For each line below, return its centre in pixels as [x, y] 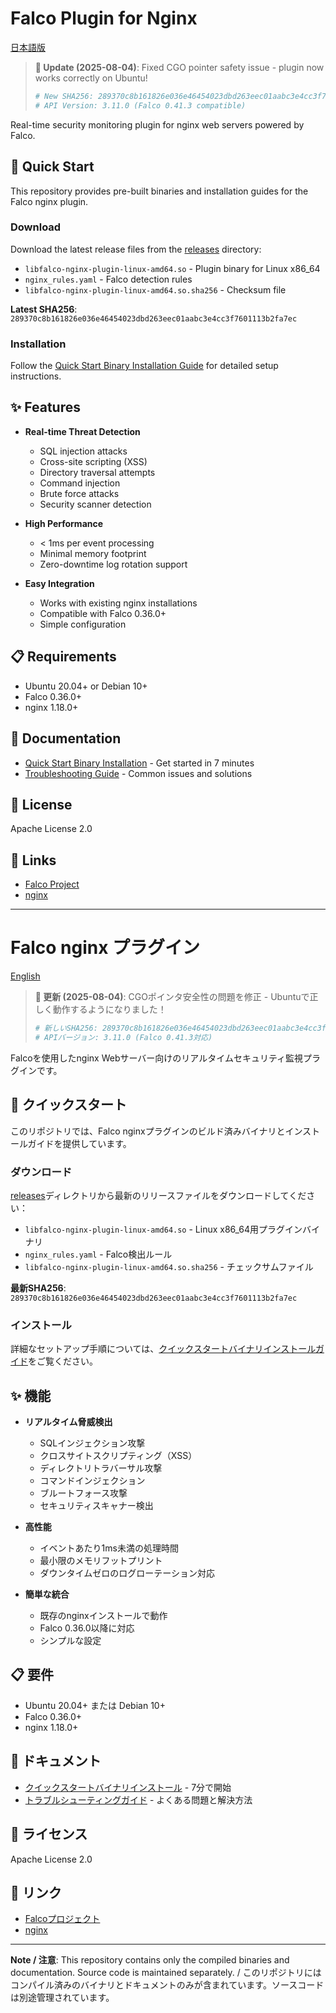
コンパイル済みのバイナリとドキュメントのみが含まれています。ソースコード [167, 1985]
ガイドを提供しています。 [79, 1143]
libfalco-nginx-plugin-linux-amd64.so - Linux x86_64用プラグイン [163, 1229]
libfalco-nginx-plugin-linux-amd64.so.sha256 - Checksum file [155, 289]
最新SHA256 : [38, 1288]
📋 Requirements [63, 657]
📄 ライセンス [49, 1834]
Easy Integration [59, 583]
